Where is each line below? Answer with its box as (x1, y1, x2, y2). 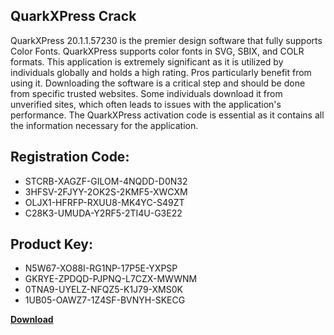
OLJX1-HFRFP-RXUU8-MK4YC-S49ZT (24, 196, 185, 208)
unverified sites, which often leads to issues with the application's (10, 98, 282, 110)
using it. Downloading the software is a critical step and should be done (10, 77, 306, 89)
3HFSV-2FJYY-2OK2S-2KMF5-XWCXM (24, 185, 188, 198)
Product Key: (10, 236, 93, 253)
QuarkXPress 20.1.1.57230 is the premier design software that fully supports (10, 34, 323, 46)
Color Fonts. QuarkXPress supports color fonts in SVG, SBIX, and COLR (10, 45, 305, 57)
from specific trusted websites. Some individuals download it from (10, 87, 283, 99)
